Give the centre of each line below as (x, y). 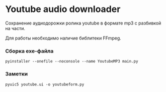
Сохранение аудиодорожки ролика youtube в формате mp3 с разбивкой (83, 23)
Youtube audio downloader (63, 9)
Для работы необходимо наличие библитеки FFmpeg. (63, 38)
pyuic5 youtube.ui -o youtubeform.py (45, 84)
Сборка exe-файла (29, 51)
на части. (15, 28)
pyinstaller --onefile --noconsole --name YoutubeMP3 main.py (72, 61)
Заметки (17, 74)
